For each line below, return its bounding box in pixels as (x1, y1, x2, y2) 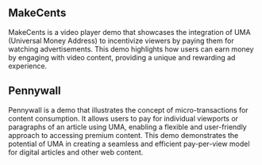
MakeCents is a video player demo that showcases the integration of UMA (8, 27, 252, 36)
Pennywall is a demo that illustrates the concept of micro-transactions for (8, 105, 249, 114)
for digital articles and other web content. (8, 147, 144, 157)
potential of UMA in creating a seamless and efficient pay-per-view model (8, 139, 250, 148)
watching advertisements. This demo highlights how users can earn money (8, 44, 254, 54)
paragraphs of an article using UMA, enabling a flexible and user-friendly (8, 122, 248, 132)
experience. (8, 61, 48, 71)
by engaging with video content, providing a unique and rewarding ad (8, 52, 236, 62)
